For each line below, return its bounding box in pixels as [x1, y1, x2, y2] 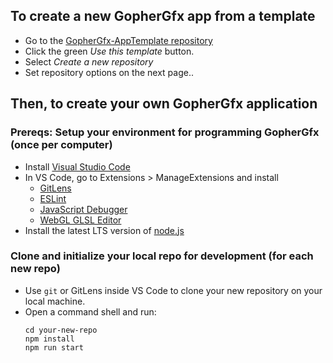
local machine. [24, 295, 86, 307]
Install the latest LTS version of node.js [24, 224, 185, 236]
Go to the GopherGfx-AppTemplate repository [24, 34, 213, 46]
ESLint [39, 192, 67, 204]
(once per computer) [10, 138, 113, 152]
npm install [24, 334, 75, 344]
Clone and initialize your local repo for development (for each [10, 249, 314, 263]
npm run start [24, 342, 84, 353]
